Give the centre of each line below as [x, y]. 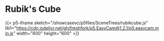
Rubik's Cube [33, 9]
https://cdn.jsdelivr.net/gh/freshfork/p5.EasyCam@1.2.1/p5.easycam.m [88, 28]
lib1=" [11, 28]
